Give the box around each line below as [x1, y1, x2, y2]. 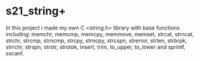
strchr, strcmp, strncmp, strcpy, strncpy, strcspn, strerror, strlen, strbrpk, [5, 37, 187, 44]
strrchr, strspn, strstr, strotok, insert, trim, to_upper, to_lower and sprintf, [5, 43, 186, 51]
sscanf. [5, 49, 24, 57]
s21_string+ [5, 4, 66, 18]
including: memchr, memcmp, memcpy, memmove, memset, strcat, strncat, [5, 30, 195, 37]
